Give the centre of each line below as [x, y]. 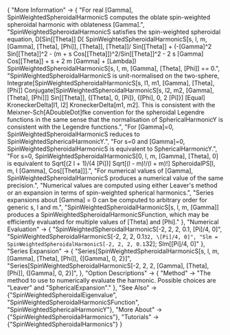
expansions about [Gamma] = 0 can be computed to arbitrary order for [107, 200]
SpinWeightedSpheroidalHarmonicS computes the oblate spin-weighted [109, 17]
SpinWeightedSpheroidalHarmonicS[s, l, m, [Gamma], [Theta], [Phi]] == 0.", [114, 68]
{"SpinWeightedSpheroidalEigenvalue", [62, 295]
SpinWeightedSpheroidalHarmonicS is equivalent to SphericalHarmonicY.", [112, 149]
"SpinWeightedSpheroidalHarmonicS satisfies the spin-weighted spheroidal [114, 32]
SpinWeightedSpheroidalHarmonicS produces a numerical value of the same [115, 178]
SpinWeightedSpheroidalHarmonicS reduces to [74, 134]
